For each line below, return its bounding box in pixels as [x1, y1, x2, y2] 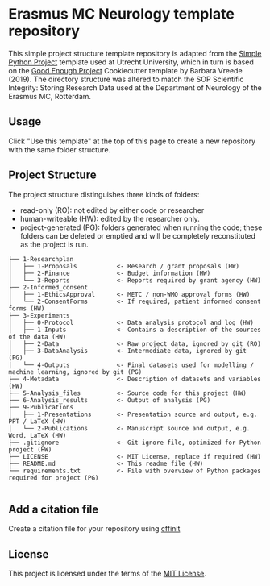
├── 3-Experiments [8, 311, 70, 319]
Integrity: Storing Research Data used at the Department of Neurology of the [8, 82, 262, 93]
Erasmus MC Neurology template [8, 5, 235, 23]
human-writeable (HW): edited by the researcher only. [19, 214, 200, 223]
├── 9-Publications [8, 403, 74, 411]
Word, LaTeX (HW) [8, 431, 67, 439]
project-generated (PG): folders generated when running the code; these [19, 222, 263, 232]
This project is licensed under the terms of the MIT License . [8, 569, 207, 579]
